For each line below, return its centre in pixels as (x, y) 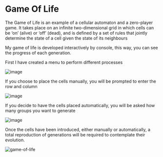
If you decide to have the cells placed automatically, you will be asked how (80, 105)
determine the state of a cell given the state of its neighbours (66, 38)
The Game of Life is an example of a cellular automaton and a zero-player (79, 22)
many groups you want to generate (40, 111)
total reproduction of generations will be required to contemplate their (75, 135)
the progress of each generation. (38, 53)
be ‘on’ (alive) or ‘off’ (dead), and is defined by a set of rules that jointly (76, 33)
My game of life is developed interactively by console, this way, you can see (81, 47)
